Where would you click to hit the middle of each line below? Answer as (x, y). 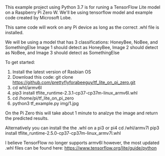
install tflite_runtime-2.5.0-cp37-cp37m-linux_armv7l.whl (63, 133)
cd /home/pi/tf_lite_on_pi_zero (43, 98)
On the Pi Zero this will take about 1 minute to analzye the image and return (82, 113)
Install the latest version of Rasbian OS (52, 72)
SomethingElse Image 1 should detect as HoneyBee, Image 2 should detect (82, 47)
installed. (14, 32)
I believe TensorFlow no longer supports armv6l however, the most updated (82, 143)
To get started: (20, 62)
